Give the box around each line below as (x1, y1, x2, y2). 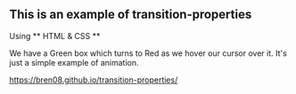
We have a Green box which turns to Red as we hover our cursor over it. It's (9, 48, 287, 59)
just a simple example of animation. (9, 57, 139, 67)
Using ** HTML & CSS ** (9, 30, 101, 41)
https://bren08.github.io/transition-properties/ (9, 74, 178, 85)
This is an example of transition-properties (9, 7, 252, 22)
